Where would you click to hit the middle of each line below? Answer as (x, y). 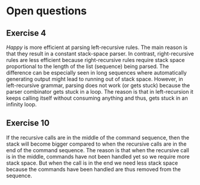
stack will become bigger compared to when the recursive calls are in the (96, 144)
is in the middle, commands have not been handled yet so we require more (98, 156)
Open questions (47, 11)
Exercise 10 (28, 123)
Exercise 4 (26, 33)
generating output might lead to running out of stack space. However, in (95, 79)
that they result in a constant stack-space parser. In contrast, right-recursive (100, 54)
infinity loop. (21, 104)
